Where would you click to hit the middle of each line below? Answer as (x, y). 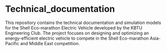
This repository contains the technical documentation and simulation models (83, 23)
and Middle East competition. (50, 43)
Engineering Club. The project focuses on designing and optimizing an (77, 33)
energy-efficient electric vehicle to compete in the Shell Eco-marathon (77, 38)
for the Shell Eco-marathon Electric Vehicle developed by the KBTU (74, 27)
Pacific (12, 43)
